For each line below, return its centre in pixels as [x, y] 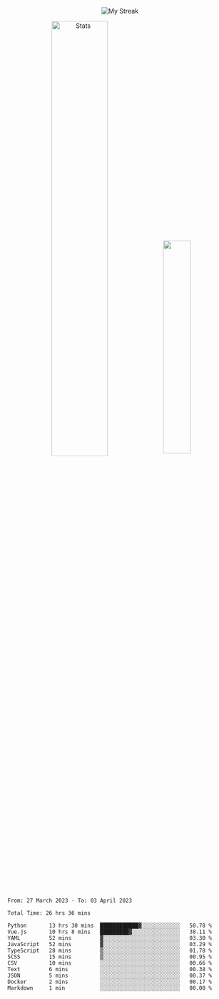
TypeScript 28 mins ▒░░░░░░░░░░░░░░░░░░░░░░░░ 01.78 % [110, 950]
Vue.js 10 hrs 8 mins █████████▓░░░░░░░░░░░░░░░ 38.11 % [110, 932]
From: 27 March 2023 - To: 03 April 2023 [70, 900]
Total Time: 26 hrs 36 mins [49, 913]
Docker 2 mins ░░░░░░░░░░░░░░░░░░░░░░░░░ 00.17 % [110, 982]
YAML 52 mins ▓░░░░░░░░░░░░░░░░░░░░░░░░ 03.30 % [110, 938]
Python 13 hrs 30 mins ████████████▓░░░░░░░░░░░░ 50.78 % [110, 925]
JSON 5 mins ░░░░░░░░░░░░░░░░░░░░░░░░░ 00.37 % [110, 975]
